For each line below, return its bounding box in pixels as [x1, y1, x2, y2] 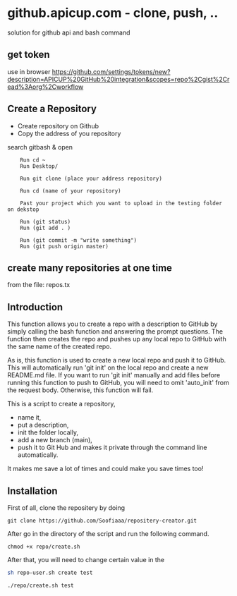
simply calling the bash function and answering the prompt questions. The [7, 327, 224, 336]
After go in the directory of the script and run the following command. [7, 530, 209, 537]
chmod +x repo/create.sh [7, 543, 80, 550]
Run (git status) [20, 218, 71, 225]
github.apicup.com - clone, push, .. [7, 5, 219, 21]
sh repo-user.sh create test [7, 569, 93, 576]
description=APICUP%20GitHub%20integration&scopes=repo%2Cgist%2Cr [7, 75, 230, 83]
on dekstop [7, 206, 39, 213]
